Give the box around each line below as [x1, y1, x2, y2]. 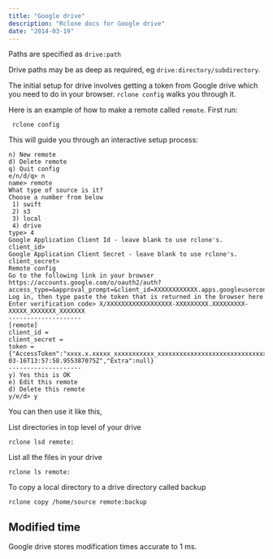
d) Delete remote [8, 158, 67, 167]
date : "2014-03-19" [8, 27, 75, 35]
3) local [11, 214, 42, 223]
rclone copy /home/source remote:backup [8, 498, 148, 506]
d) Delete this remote [8, 385, 85, 394]
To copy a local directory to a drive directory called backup [8, 483, 206, 492]
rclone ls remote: [8, 468, 71, 476]
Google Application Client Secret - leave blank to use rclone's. [8, 250, 238, 258]
